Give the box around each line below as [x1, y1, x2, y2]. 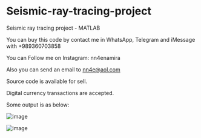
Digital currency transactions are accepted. [6, 89, 114, 96]
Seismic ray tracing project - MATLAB [6, 24, 100, 31]
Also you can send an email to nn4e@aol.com [6, 65, 120, 73]
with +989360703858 [6, 42, 61, 50]
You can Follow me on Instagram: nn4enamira [6, 54, 121, 61]
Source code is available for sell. [6, 77, 88, 85]
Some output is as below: [6, 101, 70, 108]
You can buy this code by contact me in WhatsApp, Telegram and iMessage [6, 36, 196, 43]
